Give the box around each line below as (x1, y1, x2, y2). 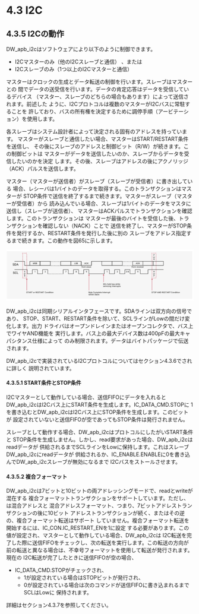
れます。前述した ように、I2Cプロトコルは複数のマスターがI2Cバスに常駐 (6, 100, 185, 107)
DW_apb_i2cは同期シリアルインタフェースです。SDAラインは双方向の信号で (6, 307, 192, 315)
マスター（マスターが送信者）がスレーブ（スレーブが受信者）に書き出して (6, 178, 188, 185)
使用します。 (26, 115, 58, 122)
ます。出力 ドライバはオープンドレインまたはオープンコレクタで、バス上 (16, 322, 194, 330)
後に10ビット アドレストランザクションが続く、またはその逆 (37, 509, 185, 517)
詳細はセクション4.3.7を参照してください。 (6, 602, 112, 609)
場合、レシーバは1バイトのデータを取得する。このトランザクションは (12, 185, 182, 192)
